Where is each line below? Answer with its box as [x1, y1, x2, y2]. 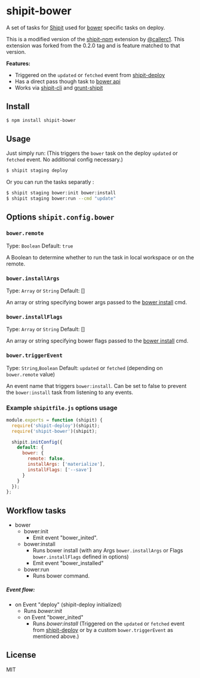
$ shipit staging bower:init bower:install [6, 190, 116, 196]
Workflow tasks [6, 505, 66, 515]
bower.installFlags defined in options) [32, 553, 130, 560]
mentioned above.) [32, 633, 79, 640]
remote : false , [27, 456, 66, 462]
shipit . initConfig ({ [11, 439, 63, 445]
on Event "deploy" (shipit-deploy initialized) [14, 601, 122, 608]
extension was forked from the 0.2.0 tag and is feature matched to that [6, 42, 180, 49]
